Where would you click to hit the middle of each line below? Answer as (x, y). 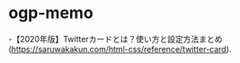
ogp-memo (51, 13)
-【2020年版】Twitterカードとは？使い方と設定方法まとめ (116, 39)
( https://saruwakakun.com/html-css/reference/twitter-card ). (120, 49)
